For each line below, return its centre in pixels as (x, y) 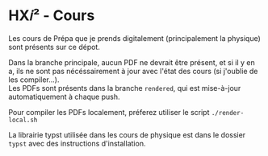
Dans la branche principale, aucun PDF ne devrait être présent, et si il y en (132, 62)
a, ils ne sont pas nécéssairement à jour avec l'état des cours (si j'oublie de (133, 71)
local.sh (23, 120)
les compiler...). (34, 80)
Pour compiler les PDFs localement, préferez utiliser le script (109, 112)
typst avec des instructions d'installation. (77, 143)
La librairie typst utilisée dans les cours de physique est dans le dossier (127, 134)
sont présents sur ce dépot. (54, 47)
